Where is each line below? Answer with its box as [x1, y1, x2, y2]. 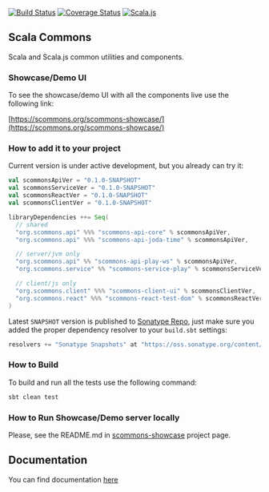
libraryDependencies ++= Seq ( [8, 213, 110, 221]
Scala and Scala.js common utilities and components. [8, 52, 184, 62]
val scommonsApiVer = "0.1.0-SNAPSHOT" [8, 176, 142, 184]
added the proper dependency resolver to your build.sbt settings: [8, 325, 228, 334]
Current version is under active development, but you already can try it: [8, 161, 244, 171]
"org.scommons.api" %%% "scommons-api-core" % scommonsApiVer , [15, 228, 231, 236]
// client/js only [15, 280, 78, 288]
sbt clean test [8, 393, 59, 401]
